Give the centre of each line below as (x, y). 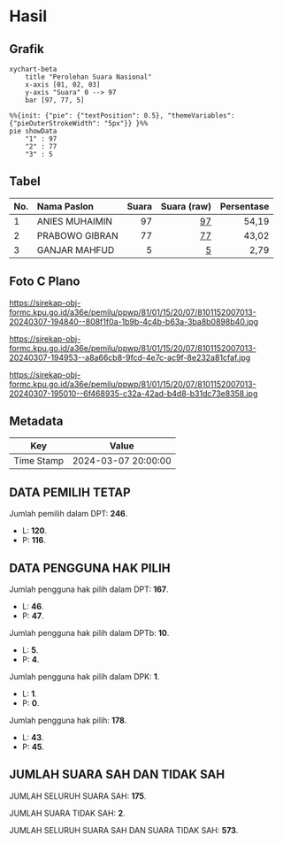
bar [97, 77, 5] (55, 100)
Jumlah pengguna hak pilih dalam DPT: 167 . (89, 589)
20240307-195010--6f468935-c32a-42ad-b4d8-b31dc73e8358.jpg (134, 393)
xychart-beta (33, 69)
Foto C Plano (45, 282)
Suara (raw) (186, 206)
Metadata (36, 421)
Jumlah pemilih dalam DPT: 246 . (69, 514)
